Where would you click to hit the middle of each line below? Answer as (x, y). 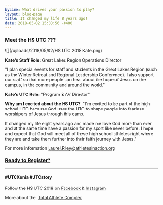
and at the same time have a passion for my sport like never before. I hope (79, 128)
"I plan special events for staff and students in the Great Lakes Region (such (81, 69)
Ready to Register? (28, 160)
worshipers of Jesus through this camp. (45, 114)
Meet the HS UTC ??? (31, 40)
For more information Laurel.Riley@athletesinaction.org (60, 148)
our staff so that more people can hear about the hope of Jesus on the (75, 79)
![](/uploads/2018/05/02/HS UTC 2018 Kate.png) (54, 50)
